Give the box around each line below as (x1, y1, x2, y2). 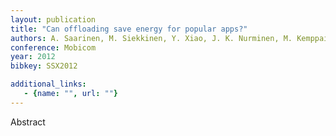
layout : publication (10, 14, 97, 25)
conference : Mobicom (10, 42, 97, 53)
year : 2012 (10, 52, 56, 62)
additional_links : (10, 79, 87, 90)
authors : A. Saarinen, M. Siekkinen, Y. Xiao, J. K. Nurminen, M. (10, 33, 293, 43)
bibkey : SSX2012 (10, 61, 78, 71)
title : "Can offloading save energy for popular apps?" (10, 24, 248, 34)
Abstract (10, 116, 46, 128)
